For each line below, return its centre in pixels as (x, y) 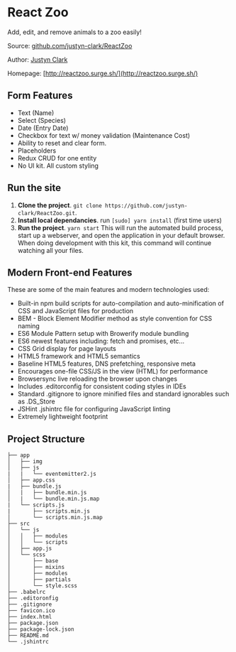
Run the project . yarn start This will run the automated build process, (120, 227)
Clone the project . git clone (60, 205)
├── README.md (28, 636)
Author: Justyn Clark (38, 59)
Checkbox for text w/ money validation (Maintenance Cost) (104, 135)
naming (29, 326)
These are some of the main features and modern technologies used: (108, 290)
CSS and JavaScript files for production (75, 311)
